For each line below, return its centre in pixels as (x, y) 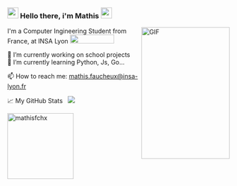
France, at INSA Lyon (38, 41)
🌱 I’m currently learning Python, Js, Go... (66, 62)
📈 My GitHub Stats (35, 101)
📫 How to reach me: (37, 77)
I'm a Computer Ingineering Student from (67, 31)
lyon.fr (17, 86)
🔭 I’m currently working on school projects (69, 55)
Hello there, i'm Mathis (60, 15)
